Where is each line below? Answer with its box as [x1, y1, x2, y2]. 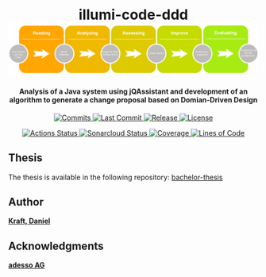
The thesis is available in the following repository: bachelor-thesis [8, 172, 223, 182]
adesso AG [8, 260, 45, 270]
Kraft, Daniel [8, 216, 51, 226]
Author [8, 195, 44, 209]
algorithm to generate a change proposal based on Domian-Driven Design [9, 95, 258, 105]
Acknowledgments [8, 239, 105, 252]
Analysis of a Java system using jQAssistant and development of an [18, 87, 249, 96]
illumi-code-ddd [78, 6, 189, 24]
